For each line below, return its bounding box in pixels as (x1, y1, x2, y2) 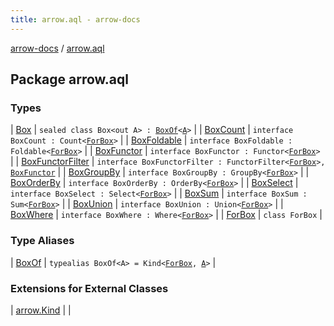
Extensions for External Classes (10, 281, 169, 295)
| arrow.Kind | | (10, 304, 72, 316)
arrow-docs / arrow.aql (10, 42, 105, 54)
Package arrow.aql (10, 71, 129, 88)
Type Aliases (10, 234, 75, 248)
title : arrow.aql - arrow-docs (10, 14, 141, 25)
